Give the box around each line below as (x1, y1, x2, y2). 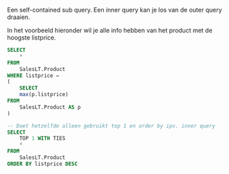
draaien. (7, 13, 31, 21)
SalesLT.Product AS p (19, 104, 81, 111)
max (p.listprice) (19, 91, 69, 98)
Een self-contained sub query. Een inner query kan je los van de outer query (7, 6, 222, 14)
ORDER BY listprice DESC (7, 160, 78, 167)
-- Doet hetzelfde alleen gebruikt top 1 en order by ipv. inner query (7, 122, 215, 129)
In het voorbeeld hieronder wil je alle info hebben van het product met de (7, 27, 213, 34)
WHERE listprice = (7, 72, 59, 79)
